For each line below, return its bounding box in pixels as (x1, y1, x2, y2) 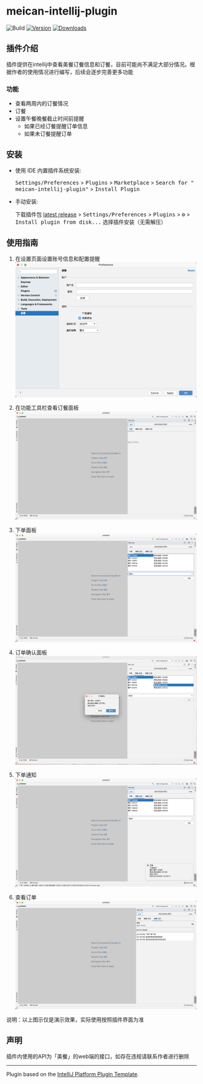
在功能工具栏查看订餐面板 (14, 404, 79, 411)
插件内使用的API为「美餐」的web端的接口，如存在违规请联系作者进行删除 (6, 1052, 190, 1060)
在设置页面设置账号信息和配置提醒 (14, 255, 100, 262)
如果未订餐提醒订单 (24, 130, 72, 138)
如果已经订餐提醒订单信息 (24, 122, 88, 130)
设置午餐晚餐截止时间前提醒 (14, 115, 85, 122)
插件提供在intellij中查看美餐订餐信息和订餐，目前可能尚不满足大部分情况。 (6, 61, 190, 68)
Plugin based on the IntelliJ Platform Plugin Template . (6, 1070, 139, 1077)
